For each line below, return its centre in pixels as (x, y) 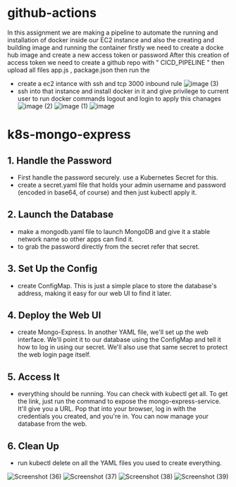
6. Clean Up (33, 446)
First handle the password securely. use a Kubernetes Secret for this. (118, 177)
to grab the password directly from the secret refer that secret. (108, 246)
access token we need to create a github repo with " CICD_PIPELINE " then (116, 62)
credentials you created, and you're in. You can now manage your (113, 417)
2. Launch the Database (61, 215)
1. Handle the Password (60, 160)
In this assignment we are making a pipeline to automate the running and (113, 32)
